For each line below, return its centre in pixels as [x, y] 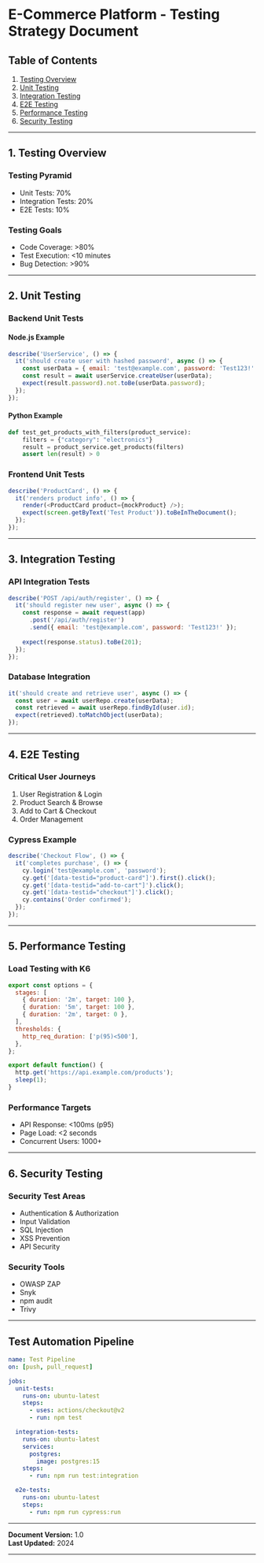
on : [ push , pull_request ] [50, 1367]
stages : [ [31, 993]
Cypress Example [42, 839]
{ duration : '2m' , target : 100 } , [79, 1000]
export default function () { [56, 1065]
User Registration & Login [61, 794]
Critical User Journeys [52, 777]
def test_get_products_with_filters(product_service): [100, 432]
